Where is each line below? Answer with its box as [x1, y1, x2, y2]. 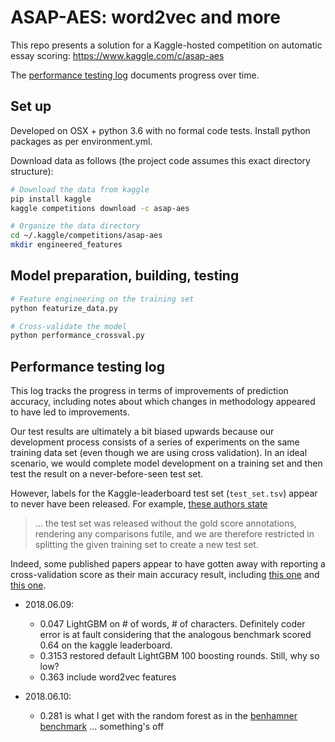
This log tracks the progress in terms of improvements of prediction [10, 385, 289, 397]
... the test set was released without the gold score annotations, [34, 517, 297, 530]
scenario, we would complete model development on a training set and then [10, 457, 323, 470]
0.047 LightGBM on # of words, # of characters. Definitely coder [39, 618, 306, 630]
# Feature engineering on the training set [10, 294, 195, 304]
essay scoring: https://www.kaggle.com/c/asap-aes [10, 49, 225, 61]
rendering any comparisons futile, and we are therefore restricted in [34, 528, 315, 540]
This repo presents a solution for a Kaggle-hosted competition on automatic [10, 39, 323, 51]
